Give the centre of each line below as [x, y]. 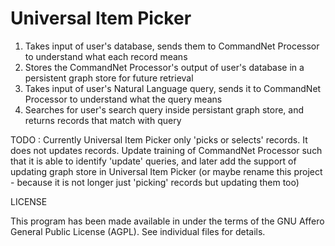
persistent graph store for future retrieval [109, 78]
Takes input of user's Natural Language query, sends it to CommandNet [173, 88]
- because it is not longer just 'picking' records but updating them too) [155, 182]
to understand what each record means [106, 56]
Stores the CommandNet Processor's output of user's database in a [164, 67]
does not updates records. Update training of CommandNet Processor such [166, 150]
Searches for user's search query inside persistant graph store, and [164, 109]
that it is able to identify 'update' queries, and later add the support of [153, 161]
